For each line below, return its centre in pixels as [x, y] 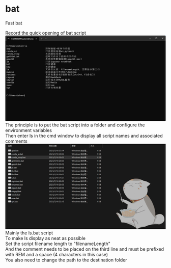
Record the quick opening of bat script [46, 33]
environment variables [29, 130]
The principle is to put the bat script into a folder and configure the [75, 125]
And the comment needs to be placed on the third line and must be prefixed [85, 249]
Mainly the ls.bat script [29, 233]
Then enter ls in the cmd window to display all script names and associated [84, 136]
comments [17, 141]
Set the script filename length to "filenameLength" [58, 244]
